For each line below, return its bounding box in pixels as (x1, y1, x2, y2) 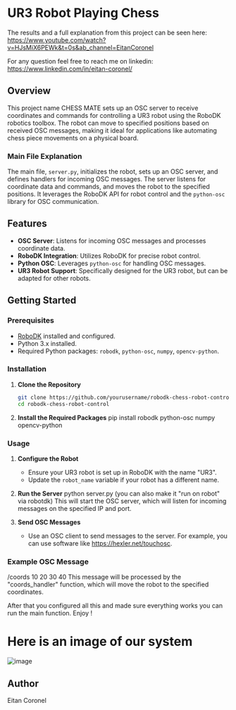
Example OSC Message (7, 556, 89, 566)
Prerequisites (7, 315, 54, 325)
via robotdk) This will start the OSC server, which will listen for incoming (17, 496, 227, 505)
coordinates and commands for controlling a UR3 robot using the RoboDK (7, 111, 221, 119)
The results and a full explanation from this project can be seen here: (7, 28, 208, 37)
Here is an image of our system (7, 634, 193, 650)
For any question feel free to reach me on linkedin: (7, 56, 154, 65)
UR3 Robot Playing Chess (7, 5, 160, 21)
